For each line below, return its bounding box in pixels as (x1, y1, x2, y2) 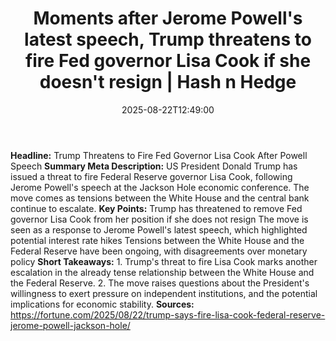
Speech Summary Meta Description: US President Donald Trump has (10, 160, 298, 172)
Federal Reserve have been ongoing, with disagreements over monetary (10, 245, 308, 257)
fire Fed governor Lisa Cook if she (24, 50, 312, 72)
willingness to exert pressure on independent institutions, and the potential (10, 287, 318, 299)
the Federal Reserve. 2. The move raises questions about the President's (10, 277, 310, 289)
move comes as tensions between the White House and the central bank (10, 192, 310, 204)
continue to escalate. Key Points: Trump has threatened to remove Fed (10, 202, 303, 214)
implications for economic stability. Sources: (10, 298, 195, 310)
